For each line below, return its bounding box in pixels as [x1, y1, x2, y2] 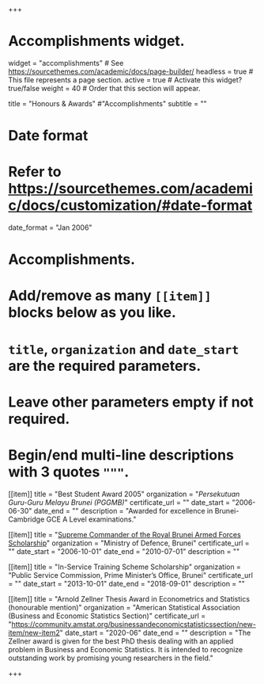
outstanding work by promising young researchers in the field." [8, 653, 213, 663]
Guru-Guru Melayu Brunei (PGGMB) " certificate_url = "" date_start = [8, 497, 231, 507]
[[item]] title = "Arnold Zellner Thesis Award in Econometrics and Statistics [8, 594, 251, 603]
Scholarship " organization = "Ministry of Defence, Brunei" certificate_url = [8, 538, 251, 548]
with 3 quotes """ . [8, 463, 130, 480]
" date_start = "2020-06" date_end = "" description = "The [59, 628, 251, 637]
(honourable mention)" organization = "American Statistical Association [8, 602, 241, 612]
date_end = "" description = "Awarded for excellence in [33, 506, 213, 515]
